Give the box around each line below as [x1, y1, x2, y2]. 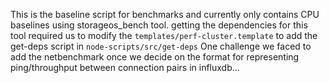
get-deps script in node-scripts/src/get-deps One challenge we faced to [10, 40, 312, 52]
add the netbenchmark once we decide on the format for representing [10, 51, 300, 63]
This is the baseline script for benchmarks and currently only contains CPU [10, 9, 320, 20]
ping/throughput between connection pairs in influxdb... [10, 62, 240, 73]
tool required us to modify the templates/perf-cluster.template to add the [10, 30, 318, 41]
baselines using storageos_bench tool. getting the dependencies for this [10, 19, 308, 31]
